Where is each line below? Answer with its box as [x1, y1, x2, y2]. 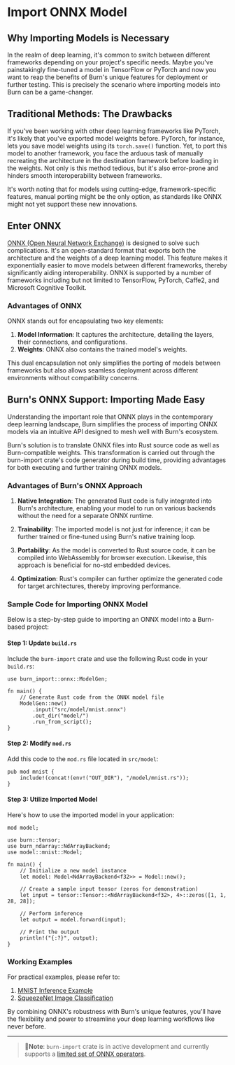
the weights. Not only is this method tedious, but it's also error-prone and [7, 164, 219, 172]
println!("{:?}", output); [20, 934, 99, 942]
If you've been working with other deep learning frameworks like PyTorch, [7, 127, 221, 135]
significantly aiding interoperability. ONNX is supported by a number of [7, 268, 212, 277]
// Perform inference [20, 910, 83, 917]
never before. [7, 1022, 47, 1031]
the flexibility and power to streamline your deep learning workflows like [7, 1015, 215, 1023]
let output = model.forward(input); [20, 916, 127, 923]
